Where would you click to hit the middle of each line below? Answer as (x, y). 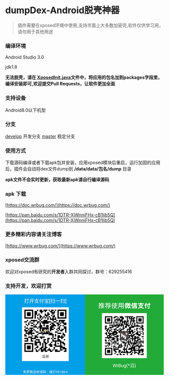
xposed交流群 (22, 259)
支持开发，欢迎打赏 (28, 286)
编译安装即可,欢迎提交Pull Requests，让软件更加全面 (60, 84)
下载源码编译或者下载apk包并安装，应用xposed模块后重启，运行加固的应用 (83, 162)
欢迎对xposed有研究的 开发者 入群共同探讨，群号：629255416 (69, 272)
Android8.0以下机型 (26, 110)
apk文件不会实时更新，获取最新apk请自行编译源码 (57, 180)
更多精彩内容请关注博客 (33, 234)
